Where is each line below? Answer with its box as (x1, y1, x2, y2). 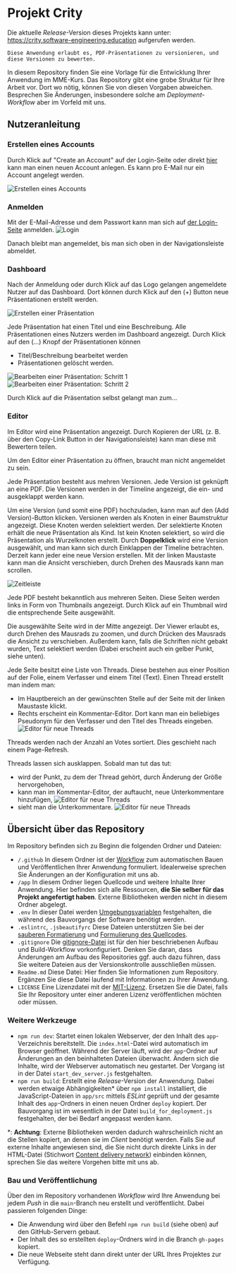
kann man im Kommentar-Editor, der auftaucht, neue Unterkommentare (17, 788, 224, 796)
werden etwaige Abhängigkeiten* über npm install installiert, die (17, 1084, 207, 1092)
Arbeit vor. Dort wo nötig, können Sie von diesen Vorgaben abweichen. (7, 83, 213, 91)
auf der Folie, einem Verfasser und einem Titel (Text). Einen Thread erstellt (7, 672, 224, 682)
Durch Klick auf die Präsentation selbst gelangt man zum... (7, 394, 178, 402)
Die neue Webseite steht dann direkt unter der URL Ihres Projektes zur (17, 1250, 222, 1258)
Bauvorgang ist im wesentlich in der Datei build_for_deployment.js (17, 1106, 213, 1115)
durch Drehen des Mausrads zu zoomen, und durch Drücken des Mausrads (7, 629, 227, 638)
